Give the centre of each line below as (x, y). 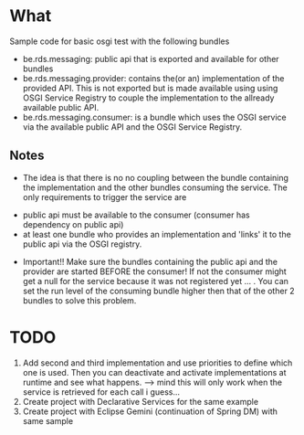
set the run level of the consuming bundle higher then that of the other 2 (158, 291)
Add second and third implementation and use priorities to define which (157, 363)
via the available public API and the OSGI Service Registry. (132, 127)
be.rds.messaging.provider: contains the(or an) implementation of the (153, 78)
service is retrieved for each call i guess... (101, 392)
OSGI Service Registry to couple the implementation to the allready (148, 98)
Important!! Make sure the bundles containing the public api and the (150, 261)
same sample (48, 420)
